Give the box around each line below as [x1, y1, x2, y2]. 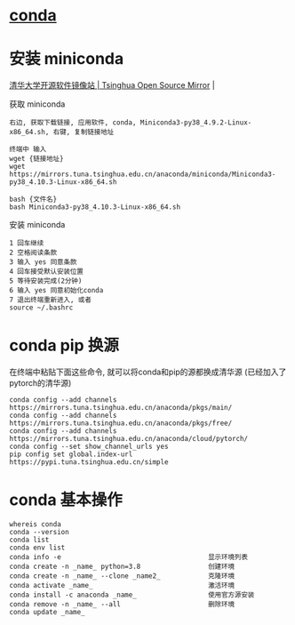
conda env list [9, 543, 66, 552]
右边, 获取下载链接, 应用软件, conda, [9, 118, 137, 127]
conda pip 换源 [9, 335, 120, 356]
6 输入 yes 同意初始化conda [9, 286, 104, 295]
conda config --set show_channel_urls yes [9, 442, 169, 452]
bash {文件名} [9, 195, 58, 204]
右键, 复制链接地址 [52, 128, 115, 137]
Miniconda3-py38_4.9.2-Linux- [140, 118, 252, 127]
